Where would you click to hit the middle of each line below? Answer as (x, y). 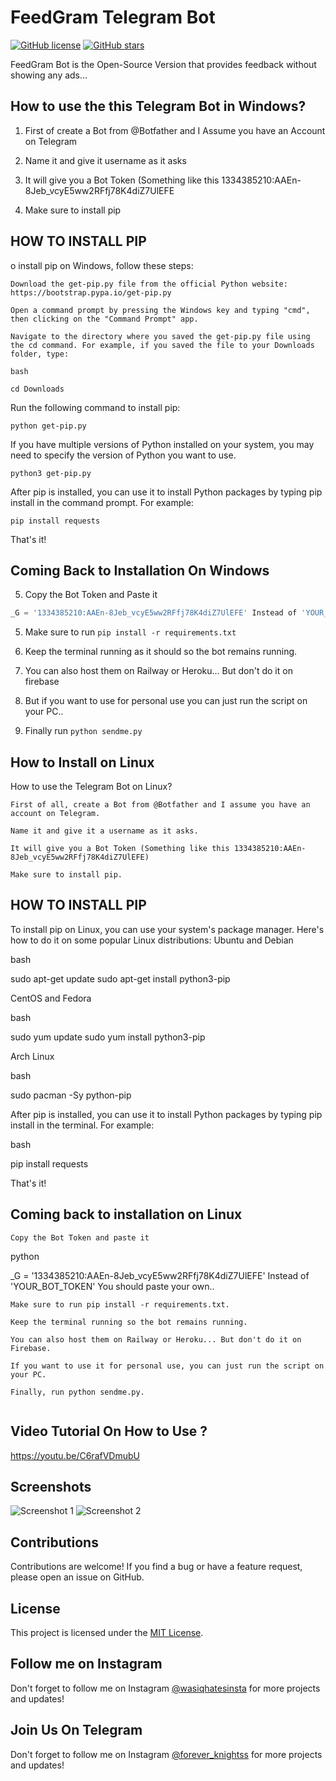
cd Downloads (37, 389)
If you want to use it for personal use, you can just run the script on (167, 1366)
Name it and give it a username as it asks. (104, 831)
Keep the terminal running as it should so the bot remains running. (161, 652)
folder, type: (40, 354)
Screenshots (51, 1486)
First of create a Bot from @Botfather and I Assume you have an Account (175, 130)
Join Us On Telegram (76, 1730)
